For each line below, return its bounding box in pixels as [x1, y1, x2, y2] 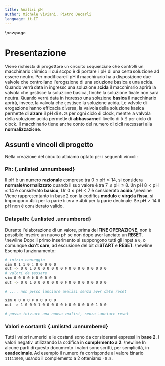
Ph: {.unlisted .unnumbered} [5, 166, 75, 173]
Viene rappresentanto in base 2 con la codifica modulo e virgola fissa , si [5, 193, 154, 199]
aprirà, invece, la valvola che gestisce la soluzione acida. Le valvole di [5, 100, 147, 106]
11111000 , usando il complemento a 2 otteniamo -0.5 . [5, 355, 113, 361]
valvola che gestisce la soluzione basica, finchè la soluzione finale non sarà [5, 90, 159, 96]
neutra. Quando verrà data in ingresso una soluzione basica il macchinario [5, 95, 157, 101]
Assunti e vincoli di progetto [5, 140, 94, 149]
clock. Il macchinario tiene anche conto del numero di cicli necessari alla [5, 121, 152, 127]
